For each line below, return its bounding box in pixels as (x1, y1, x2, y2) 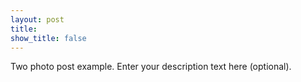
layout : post (10, 14, 65, 25)
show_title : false (10, 33, 87, 43)
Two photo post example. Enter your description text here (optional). (10, 61, 292, 73)
